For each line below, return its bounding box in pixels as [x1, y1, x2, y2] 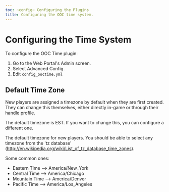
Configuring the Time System [5, 34, 132, 45]
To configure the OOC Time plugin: [5, 51, 78, 57]
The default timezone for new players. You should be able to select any [5, 135, 153, 141]
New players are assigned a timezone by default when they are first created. [5, 99, 164, 105]
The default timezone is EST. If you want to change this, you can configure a [5, 120, 164, 126]
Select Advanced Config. [12, 66, 65, 72]
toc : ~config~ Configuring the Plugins [5, 7, 89, 13]
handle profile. [5, 110, 35, 116]
